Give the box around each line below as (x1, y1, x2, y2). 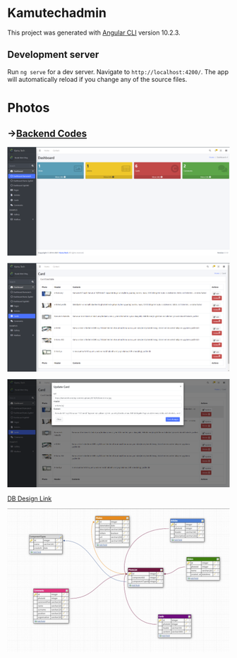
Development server (7, 49, 99, 61)
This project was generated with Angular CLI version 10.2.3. (7, 28, 181, 37)
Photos (7, 100, 50, 116)
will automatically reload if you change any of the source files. (7, 75, 188, 83)
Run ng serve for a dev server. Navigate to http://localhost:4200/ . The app (7, 67, 229, 76)
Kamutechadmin (7, 5, 107, 21)
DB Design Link (7, 494, 52, 503)
